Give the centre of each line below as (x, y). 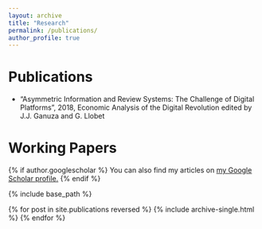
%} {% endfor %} (37, 218)
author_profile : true (44, 38)
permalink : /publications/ (53, 30)
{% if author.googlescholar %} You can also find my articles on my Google (130, 170)
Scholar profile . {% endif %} (55, 179)
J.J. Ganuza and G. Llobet (62, 116)
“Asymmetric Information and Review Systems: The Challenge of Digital (137, 99)
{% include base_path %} (50, 194)
